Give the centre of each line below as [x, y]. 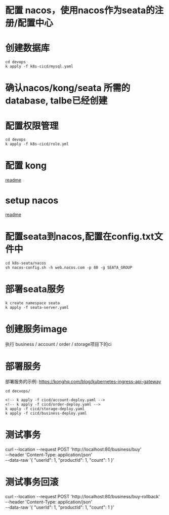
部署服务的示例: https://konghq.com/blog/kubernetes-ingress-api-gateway [83, 381]
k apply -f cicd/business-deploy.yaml [46, 413]
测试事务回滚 [32, 482]
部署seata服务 [35, 289]
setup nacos [32, 200]
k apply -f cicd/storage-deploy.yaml [45, 409]
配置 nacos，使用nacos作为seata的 [80, 10]
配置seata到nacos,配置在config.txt [80, 237]
